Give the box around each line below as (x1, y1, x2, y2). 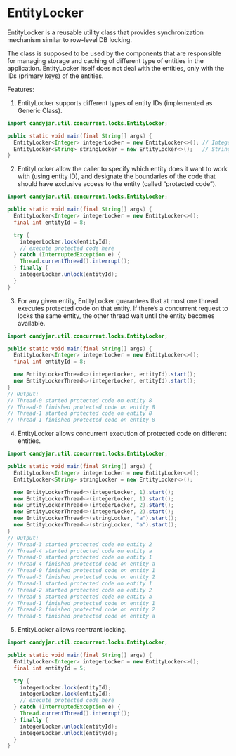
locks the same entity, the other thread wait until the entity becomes (17, 311, 215, 320)
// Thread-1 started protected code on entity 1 (7, 580, 152, 587)
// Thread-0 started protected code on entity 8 (7, 397, 152, 404)
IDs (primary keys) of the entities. (7, 72, 104, 80)
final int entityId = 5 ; (13, 665, 86, 672)
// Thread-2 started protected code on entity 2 (7, 586, 152, 594)
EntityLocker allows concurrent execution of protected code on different (17, 430, 227, 438)
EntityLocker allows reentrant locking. (17, 625, 127, 634)
